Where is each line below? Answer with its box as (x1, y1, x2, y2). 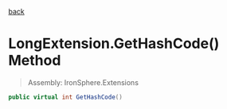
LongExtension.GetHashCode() (8, 35, 220, 53)
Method (8, 52, 61, 70)
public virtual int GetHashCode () (8, 93, 123, 101)
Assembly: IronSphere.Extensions (27, 77, 139, 87)
